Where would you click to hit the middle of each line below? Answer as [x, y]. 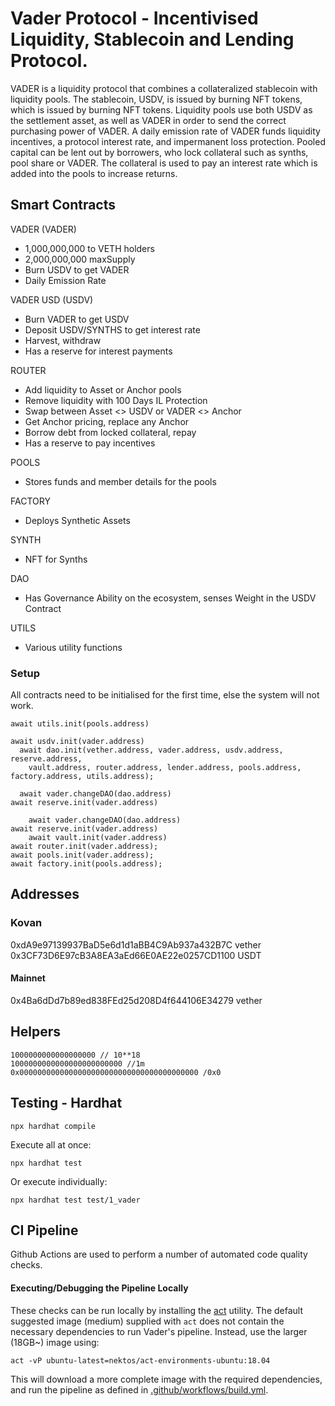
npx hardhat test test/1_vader [75, 1200]
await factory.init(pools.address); [86, 864]
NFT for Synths [56, 559]
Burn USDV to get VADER [77, 269]
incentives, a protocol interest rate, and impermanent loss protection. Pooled [168, 141]
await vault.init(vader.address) [98, 838]
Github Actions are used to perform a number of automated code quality [159, 1254]
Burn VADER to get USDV [77, 319]
